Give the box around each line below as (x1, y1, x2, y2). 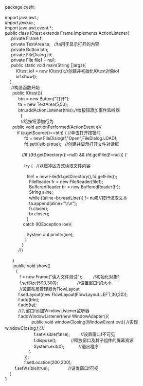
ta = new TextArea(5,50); (18, 101, 69, 107)
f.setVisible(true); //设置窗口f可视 (14, 365, 99, 371)
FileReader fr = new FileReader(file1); (29, 179, 103, 184)
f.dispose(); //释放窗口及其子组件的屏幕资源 (34, 338, 134, 343)
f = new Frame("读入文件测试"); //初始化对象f (19, 274, 119, 279)
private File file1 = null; (11, 57, 56, 63)
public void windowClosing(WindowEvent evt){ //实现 (31, 319, 138, 325)
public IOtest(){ (12, 90, 43, 96)
